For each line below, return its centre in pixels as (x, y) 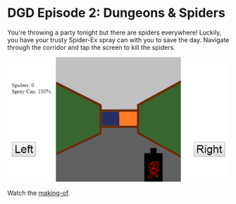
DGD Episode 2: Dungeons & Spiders (116, 13)
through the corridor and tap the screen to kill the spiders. (92, 47)
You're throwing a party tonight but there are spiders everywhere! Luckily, (114, 32)
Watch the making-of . (39, 193)
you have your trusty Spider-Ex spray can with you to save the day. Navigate (118, 39)
